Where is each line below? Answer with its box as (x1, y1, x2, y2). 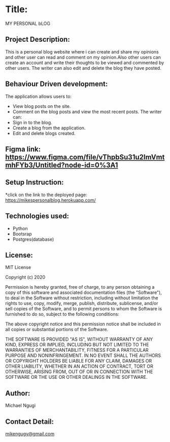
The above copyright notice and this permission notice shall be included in (5, 321, 161, 327)
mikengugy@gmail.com (5, 431, 55, 437)
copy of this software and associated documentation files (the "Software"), (5, 289, 162, 296)
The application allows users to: (5, 93, 72, 99)
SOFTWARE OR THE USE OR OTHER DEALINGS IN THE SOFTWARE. (5, 374, 148, 380)
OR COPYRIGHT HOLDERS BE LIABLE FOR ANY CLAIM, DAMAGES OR (5, 358, 152, 364)
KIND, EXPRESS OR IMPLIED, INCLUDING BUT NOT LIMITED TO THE (5, 342, 149, 348)
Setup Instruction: (5, 178, 64, 187)
